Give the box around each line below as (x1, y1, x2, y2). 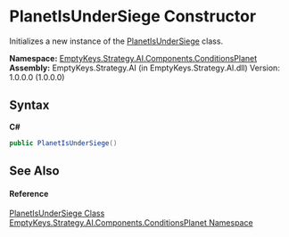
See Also (9, 163, 60, 179)
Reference (9, 188, 49, 199)
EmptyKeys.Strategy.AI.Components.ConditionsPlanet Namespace (9, 217, 253, 228)
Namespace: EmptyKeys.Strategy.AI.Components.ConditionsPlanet (9, 53, 258, 63)
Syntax (9, 98, 50, 113)
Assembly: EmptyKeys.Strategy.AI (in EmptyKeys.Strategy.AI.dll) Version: (9, 62, 281, 73)
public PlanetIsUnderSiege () (9, 138, 118, 148)
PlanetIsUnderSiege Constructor (9, 6, 257, 27)
